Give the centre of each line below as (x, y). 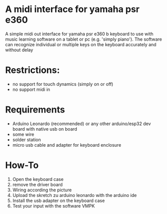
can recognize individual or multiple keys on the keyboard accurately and (81, 44)
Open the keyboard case (38, 179)
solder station (27, 140)
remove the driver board (37, 184)
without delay (19, 50)
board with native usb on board (45, 129)
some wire (23, 134)
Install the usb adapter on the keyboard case (59, 200)
